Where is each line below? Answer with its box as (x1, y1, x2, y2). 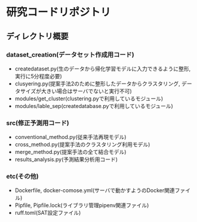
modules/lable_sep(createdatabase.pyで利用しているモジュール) (14, 102, 173, 109)
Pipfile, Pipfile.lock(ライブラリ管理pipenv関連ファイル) (14, 202, 149, 209)
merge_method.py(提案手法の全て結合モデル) (14, 149, 127, 156)
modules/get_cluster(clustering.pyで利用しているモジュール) (14, 95, 164, 102)
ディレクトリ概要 (6, 31, 69, 41)
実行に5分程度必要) (14, 72, 63, 79)
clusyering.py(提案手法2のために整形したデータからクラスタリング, (14, 80, 180, 87)
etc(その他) (6, 172, 39, 181)
